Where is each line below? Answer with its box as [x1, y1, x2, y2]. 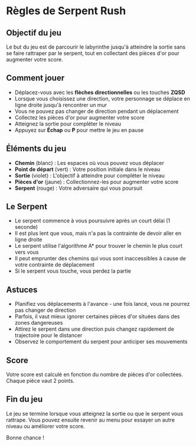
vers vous [14, 248, 39, 256]
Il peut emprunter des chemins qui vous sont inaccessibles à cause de [14, 255, 186, 262]
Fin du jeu [6, 395, 43, 405]
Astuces [6, 285, 38, 295]
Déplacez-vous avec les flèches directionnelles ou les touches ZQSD [14, 89, 185, 96]
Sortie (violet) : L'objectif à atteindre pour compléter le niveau [14, 172, 165, 179]
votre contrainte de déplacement [14, 261, 94, 269]
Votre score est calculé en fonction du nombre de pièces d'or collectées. [6, 371, 183, 378]
